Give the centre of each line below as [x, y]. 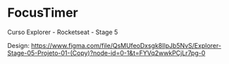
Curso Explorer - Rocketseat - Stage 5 [63, 32]
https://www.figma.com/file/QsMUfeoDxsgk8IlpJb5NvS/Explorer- [126, 45]
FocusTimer [43, 13]
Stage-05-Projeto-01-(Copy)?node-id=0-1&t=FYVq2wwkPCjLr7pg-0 [106, 53]
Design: [18, 45]
